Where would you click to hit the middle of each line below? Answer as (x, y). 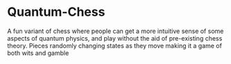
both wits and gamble (38, 53)
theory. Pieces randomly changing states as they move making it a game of (114, 45)
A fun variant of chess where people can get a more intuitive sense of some (115, 31)
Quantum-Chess (56, 12)
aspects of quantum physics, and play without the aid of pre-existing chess (115, 38)
